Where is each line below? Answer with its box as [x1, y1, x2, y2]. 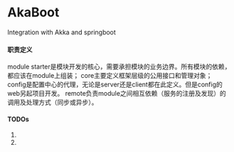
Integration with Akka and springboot [7, 28, 116, 36]
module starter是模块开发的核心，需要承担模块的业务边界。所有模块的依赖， [7, 62, 231, 71]
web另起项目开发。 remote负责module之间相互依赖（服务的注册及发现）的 [7, 89, 226, 98]
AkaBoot [7, 4, 60, 21]
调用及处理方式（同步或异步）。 [7, 98, 98, 107]
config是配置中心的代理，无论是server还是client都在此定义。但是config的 [7, 80, 223, 89]
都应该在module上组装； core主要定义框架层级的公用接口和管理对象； [7, 71, 213, 80]
